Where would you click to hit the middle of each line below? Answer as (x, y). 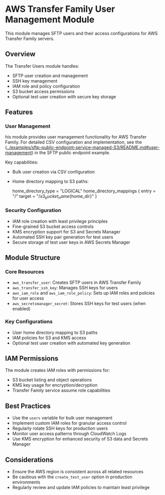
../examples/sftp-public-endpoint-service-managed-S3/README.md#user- (83, 147)
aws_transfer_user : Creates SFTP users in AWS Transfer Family (77, 282)
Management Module (50, 20)
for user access (28, 298)
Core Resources (25, 271)
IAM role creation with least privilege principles (60, 221)
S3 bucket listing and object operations (52, 380)
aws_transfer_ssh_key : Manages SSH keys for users (65, 288)
